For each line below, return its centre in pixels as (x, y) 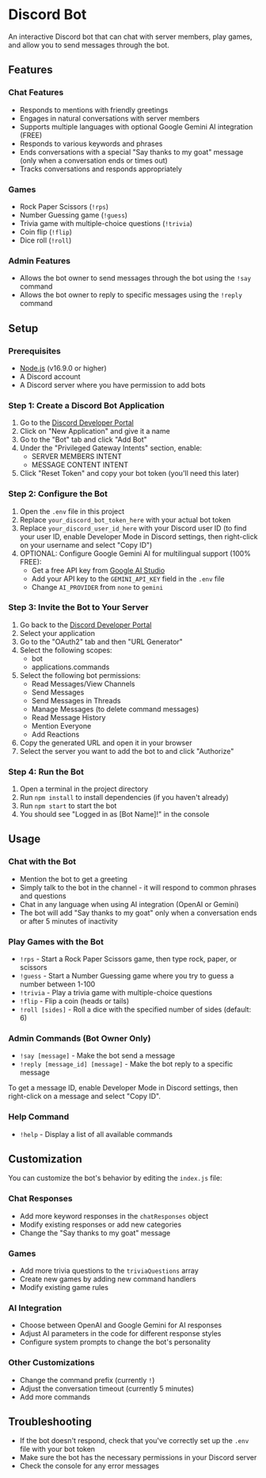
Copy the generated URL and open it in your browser (106, 742)
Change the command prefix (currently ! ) (87, 1380)
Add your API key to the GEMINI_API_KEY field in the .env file (128, 578)
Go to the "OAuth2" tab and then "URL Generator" (101, 641)
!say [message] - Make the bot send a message (97, 1055)
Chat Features (36, 93)
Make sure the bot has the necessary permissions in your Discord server (138, 1457)
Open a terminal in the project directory (84, 789)
